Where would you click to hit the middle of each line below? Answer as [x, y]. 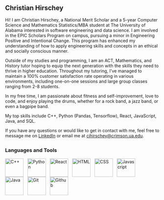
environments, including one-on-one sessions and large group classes [76, 81]
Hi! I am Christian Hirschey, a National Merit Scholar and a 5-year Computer [82, 20]
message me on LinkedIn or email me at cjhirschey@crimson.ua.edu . [75, 135]
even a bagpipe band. [27, 106]
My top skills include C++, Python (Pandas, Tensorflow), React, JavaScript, [81, 116]
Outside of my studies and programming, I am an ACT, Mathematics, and [78, 60]
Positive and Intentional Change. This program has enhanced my [70, 41]
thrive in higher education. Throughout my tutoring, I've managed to [73, 71]
